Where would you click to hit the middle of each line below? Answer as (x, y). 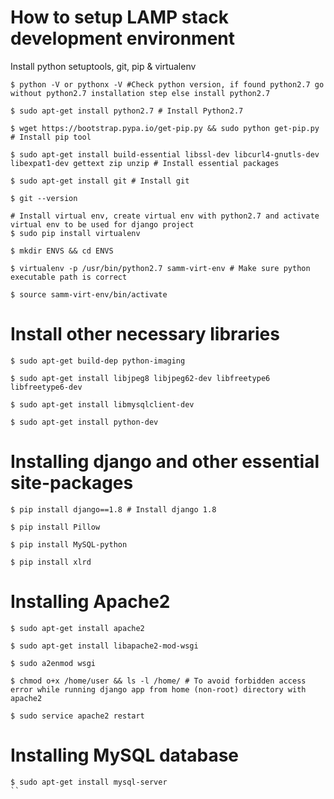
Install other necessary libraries (145, 334)
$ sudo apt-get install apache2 (77, 628)
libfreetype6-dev (46, 387)
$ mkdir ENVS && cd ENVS (62, 251)
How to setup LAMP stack (119, 17)
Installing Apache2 (90, 602)
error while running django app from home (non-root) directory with (158, 689)
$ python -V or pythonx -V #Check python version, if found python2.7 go (167, 84)
